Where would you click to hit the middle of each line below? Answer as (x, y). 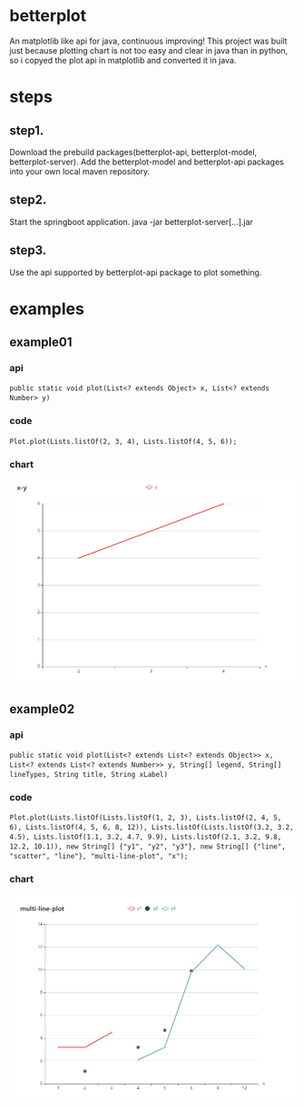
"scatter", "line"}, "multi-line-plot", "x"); (99, 857)
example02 (42, 709)
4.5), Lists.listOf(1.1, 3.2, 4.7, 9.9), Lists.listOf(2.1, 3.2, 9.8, (146, 837)
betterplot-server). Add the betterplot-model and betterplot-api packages (147, 162)
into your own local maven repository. (80, 171)
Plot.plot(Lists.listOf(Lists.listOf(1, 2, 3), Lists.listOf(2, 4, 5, (146, 818)
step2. (28, 200)
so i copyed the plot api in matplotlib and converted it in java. (123, 60)
